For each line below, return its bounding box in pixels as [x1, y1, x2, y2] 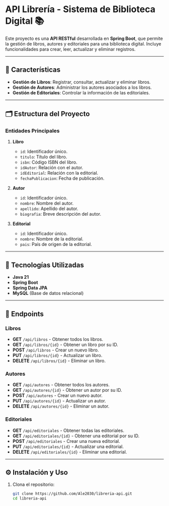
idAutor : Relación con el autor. [20, 165, 83, 171]
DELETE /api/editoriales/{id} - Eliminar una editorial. [12, 448, 127, 455]
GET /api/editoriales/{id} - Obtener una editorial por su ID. [12, 433, 140, 439]
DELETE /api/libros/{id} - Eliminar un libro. [12, 358, 106, 364]
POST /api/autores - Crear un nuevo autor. [12, 392, 103, 398]
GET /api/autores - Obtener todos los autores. [12, 382, 110, 388]
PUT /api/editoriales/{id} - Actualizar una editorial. [12, 443, 124, 449]
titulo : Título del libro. [20, 154, 67, 160]
